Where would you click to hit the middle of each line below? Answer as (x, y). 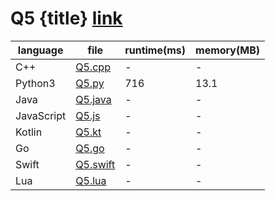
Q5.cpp (93, 67)
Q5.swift (95, 164)
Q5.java (93, 99)
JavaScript (41, 115)
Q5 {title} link (66, 18)
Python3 (35, 83)
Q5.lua (91, 180)
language (40, 50)
